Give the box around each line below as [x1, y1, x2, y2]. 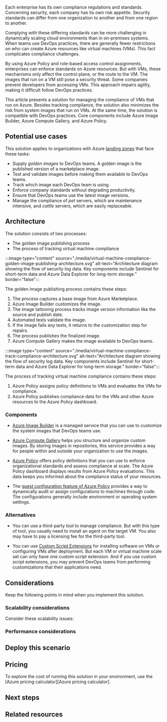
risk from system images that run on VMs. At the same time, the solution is [5, 107, 158, 113]
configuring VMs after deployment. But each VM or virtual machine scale [12, 548, 162, 555]
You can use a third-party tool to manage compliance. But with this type [12, 523, 160, 529]
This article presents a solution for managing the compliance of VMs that [5, 97, 155, 103]
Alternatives [5, 511, 36, 518]
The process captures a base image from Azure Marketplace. [12, 295, 138, 301]
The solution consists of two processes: [5, 230, 87, 236]
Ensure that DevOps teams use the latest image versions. [12, 192, 130, 198]
